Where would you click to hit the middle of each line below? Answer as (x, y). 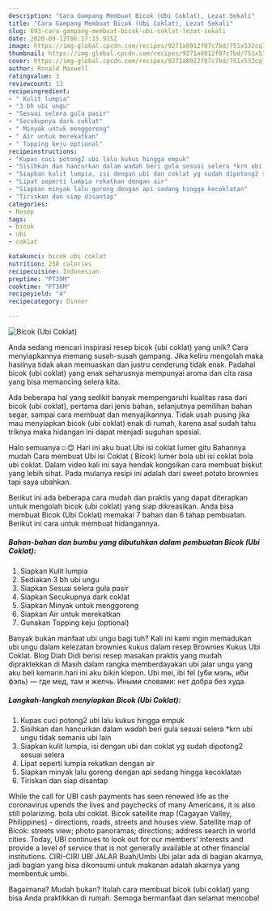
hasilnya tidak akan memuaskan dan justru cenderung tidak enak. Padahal (132, 364)
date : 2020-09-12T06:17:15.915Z (63, 38)
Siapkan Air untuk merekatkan (70, 614)
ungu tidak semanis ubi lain (66, 737)
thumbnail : (27, 53)
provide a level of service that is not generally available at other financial (129, 848)
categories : (28, 204)
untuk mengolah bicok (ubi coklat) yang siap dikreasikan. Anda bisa (121, 506)
